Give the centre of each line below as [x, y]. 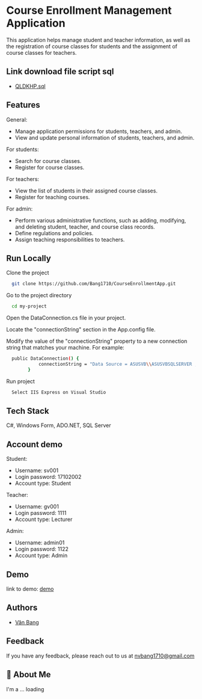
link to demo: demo [30, 589]
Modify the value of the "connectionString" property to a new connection [97, 341]
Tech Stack [28, 411]
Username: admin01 [40, 543]
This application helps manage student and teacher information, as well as [98, 40]
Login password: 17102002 [48, 477]
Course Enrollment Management [89, 11]
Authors [22, 608]
